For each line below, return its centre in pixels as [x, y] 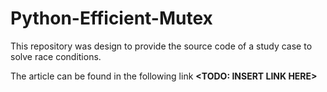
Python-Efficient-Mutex [111, 18]
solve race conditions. [56, 56]
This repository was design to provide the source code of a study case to [161, 46]
